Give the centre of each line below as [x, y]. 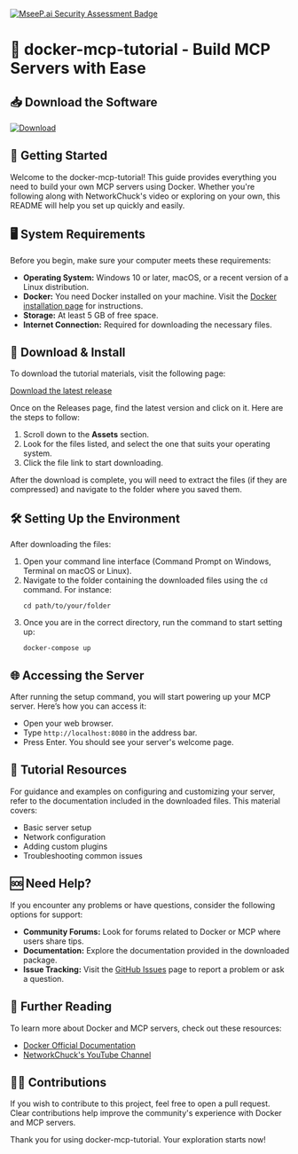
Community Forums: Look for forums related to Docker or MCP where [152, 931]
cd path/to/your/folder [67, 606]
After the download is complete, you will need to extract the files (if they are [149, 480]
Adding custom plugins [65, 846]
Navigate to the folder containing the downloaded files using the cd [145, 580]
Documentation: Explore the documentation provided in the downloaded [156, 950]
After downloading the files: [61, 545]
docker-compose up [57, 648]
